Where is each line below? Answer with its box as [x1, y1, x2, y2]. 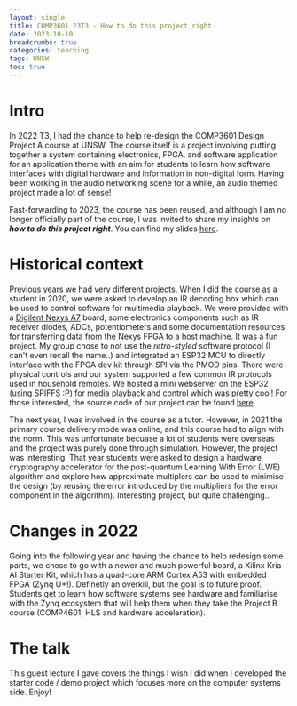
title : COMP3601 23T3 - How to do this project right [9, 21, 213, 30]
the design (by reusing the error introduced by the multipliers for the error [9, 480, 278, 491]
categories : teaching [9, 46, 90, 55]
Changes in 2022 [9, 521, 138, 541]
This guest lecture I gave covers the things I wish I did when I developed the [9, 668, 287, 678]
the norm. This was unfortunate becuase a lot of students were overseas [9, 433, 275, 444]
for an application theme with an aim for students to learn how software [9, 158, 270, 169]
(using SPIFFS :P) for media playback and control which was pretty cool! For [9, 388, 288, 398]
